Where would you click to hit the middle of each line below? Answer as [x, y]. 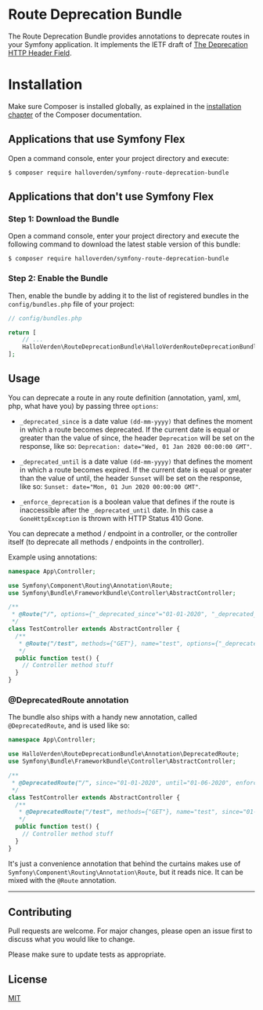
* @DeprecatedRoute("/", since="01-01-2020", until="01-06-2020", [122, 782]
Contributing [40, 912]
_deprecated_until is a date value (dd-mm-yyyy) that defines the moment [136, 461]
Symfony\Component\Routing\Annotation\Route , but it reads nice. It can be [126, 872]
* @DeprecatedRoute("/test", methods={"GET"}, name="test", [119, 812]
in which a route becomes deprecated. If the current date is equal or [130, 429]
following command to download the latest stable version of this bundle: [124, 244]
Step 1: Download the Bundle [64, 219]
